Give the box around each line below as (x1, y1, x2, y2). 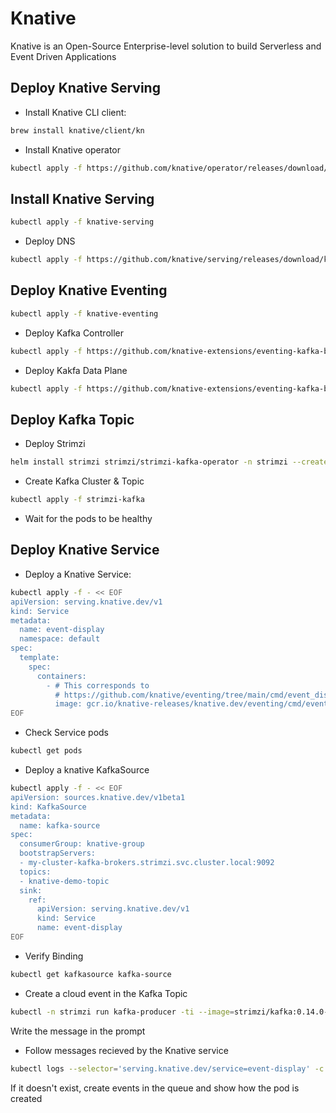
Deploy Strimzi (24, 438, 86, 450)
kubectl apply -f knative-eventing (10, 308, 159, 319)
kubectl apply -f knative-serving (10, 217, 155, 227)
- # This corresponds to (46, 680, 150, 691)
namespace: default (19, 634, 101, 644)
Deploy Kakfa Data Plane (24, 364, 128, 376)
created (10, 1092, 43, 1104)
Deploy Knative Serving (10, 80, 161, 97)
